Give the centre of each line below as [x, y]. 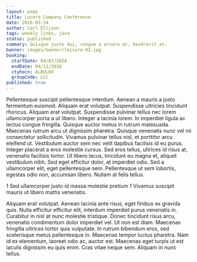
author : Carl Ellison [33, 28]
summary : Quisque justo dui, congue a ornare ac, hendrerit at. [87, 45]
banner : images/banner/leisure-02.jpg [54, 50]
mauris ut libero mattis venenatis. [46, 192]
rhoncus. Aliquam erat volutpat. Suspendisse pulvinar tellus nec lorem [91, 112]
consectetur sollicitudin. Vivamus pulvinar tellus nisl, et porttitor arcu [89, 137]
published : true [26, 83]
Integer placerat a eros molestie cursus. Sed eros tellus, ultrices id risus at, [97, 150]
